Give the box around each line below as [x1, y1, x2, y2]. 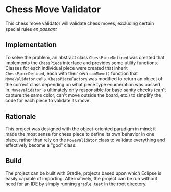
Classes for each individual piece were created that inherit [5, 65, 128, 71]
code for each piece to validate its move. [5, 97, 91, 103]
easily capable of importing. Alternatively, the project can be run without [5, 176, 157, 182]
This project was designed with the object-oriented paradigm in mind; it [5, 126, 156, 132]
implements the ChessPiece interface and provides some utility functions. [5, 60, 158, 66]
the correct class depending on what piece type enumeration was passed [5, 81, 160, 87]
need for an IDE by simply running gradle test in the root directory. [5, 181, 147, 187]
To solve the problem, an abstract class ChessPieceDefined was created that [5, 54, 165, 60]
